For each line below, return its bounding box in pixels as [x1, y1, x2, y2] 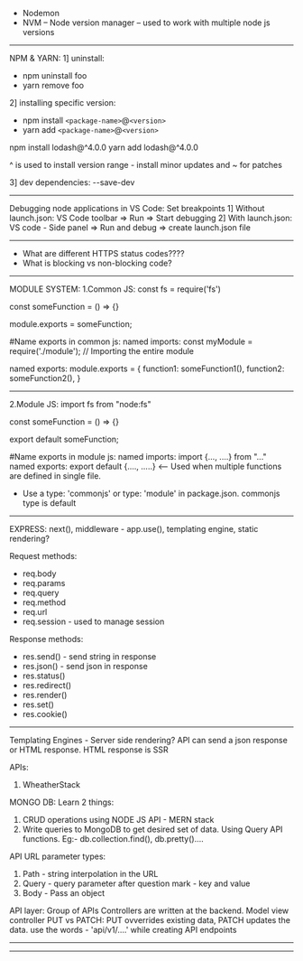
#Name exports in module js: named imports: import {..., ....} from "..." [9, 452, 268, 462]
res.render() [22, 690, 68, 700]
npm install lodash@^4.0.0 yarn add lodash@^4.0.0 [9, 142, 198, 153]
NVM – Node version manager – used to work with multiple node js [22, 17, 271, 28]
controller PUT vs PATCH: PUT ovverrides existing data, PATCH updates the [9, 915, 291, 925]
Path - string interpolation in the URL [22, 869, 159, 879]
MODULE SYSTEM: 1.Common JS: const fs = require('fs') [9, 284, 221, 294]
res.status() [22, 670, 66, 681]
